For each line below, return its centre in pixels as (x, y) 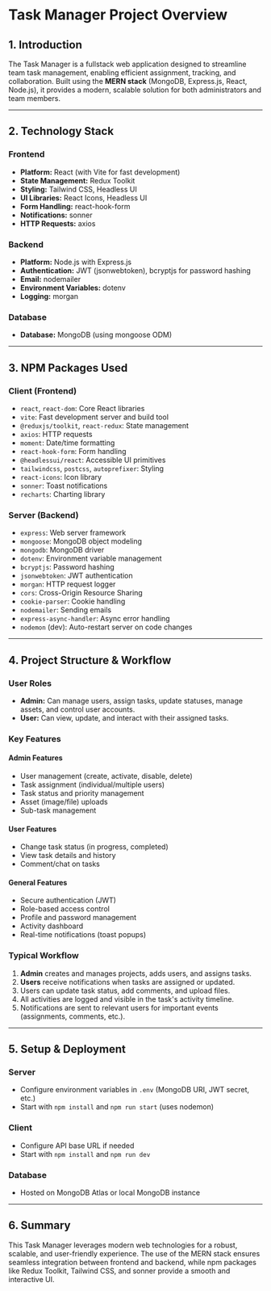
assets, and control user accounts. (77, 709)
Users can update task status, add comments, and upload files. (125, 990)
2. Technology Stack (61, 131)
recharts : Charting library (63, 494)
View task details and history (68, 856)
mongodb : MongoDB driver (62, 550)
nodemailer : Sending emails (65, 610)
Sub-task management (58, 810)
